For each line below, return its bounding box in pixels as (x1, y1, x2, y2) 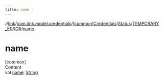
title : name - (5, 7, 34, 12)
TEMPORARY (132, 20, 159, 26)
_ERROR (5, 25, 22, 32)
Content (5, 64, 22, 70)
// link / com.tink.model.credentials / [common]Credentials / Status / (5, 20, 133, 26)
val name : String (5, 69, 38, 75)
